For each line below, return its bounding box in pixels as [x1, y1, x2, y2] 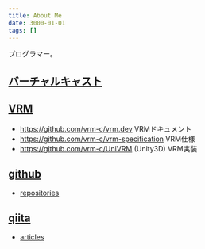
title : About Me [8, 11, 62, 20]
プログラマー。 [8, 49, 57, 59]
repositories [19, 188, 60, 198]
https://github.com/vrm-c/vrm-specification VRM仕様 [19, 134, 195, 144]
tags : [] [8, 26, 37, 34]
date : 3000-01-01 [8, 19, 66, 27]
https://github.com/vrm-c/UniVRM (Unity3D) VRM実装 [19, 144, 198, 153]
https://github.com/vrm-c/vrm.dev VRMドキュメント [19, 124, 192, 133]
